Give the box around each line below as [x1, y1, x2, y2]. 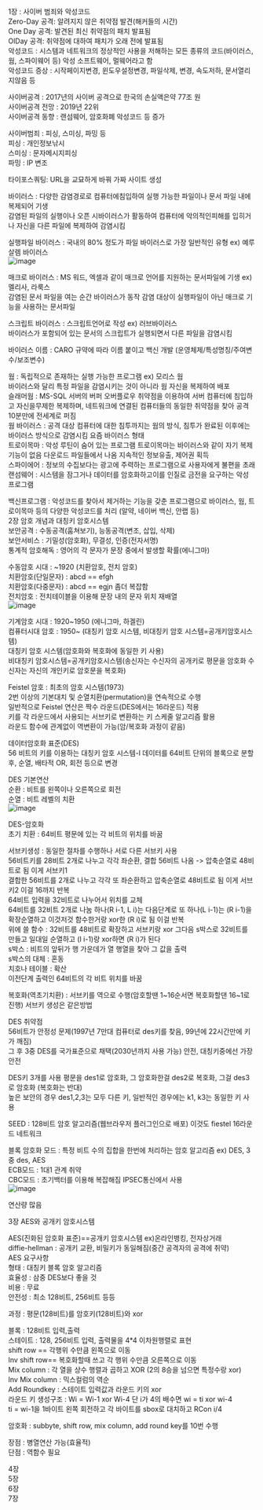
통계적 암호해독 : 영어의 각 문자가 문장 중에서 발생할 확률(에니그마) [8, 545, 210, 555]
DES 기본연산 [8, 775, 49, 784]
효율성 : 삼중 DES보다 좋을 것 [8, 1273, 97, 1282]
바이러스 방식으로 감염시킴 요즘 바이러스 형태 [8, 431, 145, 440]
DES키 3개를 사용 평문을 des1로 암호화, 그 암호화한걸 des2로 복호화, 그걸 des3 [8, 1073, 250, 1082]
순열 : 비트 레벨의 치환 [8, 794, 75, 804]
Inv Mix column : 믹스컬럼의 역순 [8, 1375, 110, 1384]
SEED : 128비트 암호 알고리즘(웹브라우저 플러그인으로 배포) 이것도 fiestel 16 [8, 1119, 241, 1128]
